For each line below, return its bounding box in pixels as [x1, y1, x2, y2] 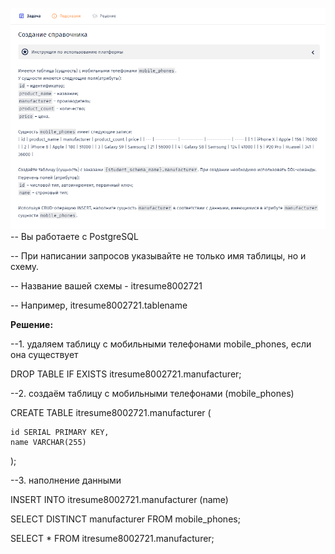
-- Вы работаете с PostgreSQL [10, 230, 139, 242]
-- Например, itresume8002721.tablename [10, 299, 188, 311]
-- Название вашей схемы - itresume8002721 [10, 279, 203, 292]
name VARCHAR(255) [10, 437, 87, 447]
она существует [10, 348, 79, 360]
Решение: [10, 318, 54, 330]
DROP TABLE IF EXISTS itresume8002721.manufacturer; [10, 368, 242, 380]
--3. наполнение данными [10, 474, 122, 486]
